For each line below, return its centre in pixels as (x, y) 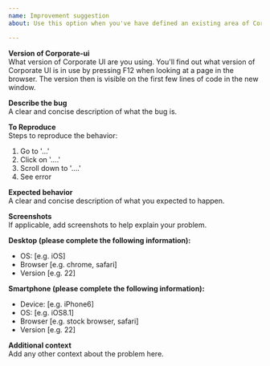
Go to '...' (35, 151)
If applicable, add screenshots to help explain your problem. (108, 225)
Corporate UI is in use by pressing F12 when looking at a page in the (121, 70)
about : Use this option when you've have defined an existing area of (129, 23)
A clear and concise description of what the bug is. (93, 111)
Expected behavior (41, 192)
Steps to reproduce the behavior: (63, 135)
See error (36, 177)
